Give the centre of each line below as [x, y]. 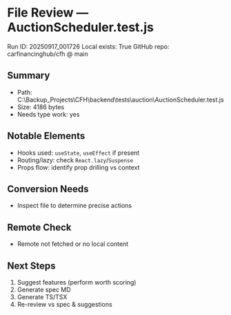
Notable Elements [46, 136]
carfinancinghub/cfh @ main [48, 54]
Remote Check [39, 227]
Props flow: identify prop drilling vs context [78, 167]
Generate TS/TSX [42, 297]
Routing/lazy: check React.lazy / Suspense [75, 160]
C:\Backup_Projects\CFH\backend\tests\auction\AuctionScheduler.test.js [120, 99]
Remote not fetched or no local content [73, 244]
